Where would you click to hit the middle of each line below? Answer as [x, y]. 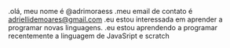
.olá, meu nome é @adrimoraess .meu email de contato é [100, 11]
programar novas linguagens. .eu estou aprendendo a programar [113, 27]
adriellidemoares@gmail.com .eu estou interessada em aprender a [115, 19]
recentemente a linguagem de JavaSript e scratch [89, 36]
